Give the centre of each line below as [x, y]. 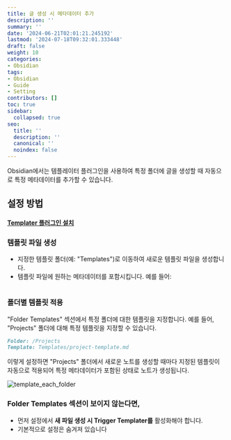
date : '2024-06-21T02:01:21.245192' [60, 33]
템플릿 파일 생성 [32, 242]
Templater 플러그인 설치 [41, 222]
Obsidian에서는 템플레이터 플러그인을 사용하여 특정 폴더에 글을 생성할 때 [105, 171]
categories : [24, 59]
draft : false [26, 46]
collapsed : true [37, 117]
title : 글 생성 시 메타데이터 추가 [51, 14]
